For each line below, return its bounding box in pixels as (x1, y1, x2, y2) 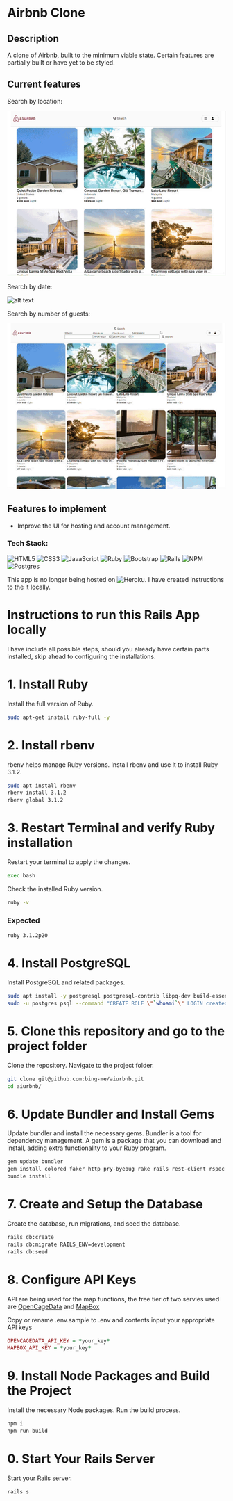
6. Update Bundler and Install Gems (7, 1106, 215, 1122)
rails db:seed (7, 1248, 49, 1256)
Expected (7, 916, 40, 925)
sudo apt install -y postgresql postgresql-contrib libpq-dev (7, 993, 191, 1000)
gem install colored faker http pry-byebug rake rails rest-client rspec (7, 1166, 225, 1173)
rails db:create (7, 1233, 54, 1240)
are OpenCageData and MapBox (7, 1302, 100, 1311)
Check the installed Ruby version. (7, 884, 103, 893)
